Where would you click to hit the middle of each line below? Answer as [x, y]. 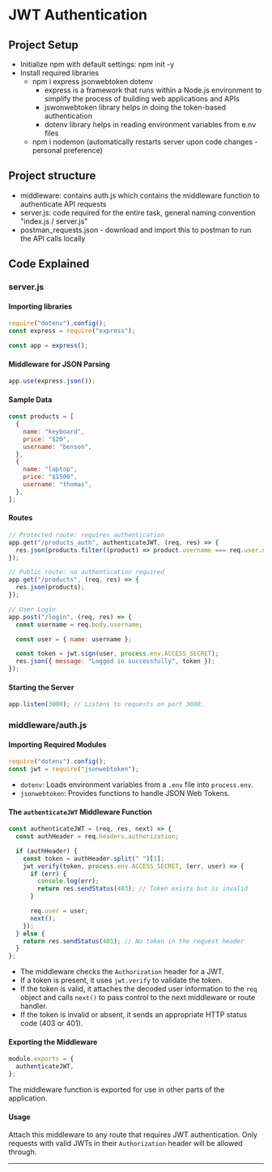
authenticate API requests [63, 203]
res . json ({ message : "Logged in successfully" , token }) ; [116, 661]
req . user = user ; [59, 911]
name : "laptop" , [51, 469]
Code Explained [49, 264]
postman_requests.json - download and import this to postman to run [136, 229]
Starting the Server [41, 687]
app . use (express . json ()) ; [52, 381]
